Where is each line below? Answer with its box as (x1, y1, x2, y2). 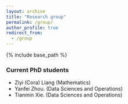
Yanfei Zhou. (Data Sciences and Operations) (14, 85, 123, 92)
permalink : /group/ (6, 19, 54, 25)
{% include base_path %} (6, 52, 67, 58)
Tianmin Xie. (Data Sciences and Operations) (14, 91, 123, 99)
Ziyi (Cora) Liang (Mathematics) (14, 79, 91, 86)
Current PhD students (6, 66, 69, 74)
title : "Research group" (6, 14, 66, 20)
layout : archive (6, 8, 45, 15)
